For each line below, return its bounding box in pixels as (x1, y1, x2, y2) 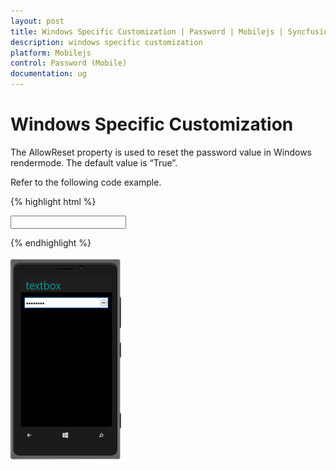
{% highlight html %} (10, 195, 97, 207)
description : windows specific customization (10, 37, 203, 47)
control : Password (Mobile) (10, 58, 128, 69)
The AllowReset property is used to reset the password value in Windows (10, 146, 312, 158)
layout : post (10, 16, 65, 26)
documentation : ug (10, 69, 87, 79)
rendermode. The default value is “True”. (10, 156, 178, 169)
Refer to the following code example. (10, 176, 162, 188)
